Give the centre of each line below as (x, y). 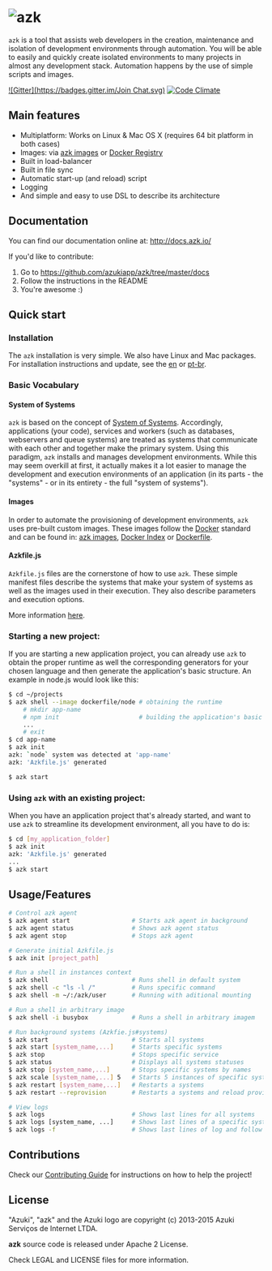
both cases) (40, 144)
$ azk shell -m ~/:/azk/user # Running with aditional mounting (130, 995)
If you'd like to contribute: (51, 256)
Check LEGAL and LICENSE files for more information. (98, 1260)
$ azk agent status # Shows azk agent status (114, 928)
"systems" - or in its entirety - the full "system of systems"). (108, 483)
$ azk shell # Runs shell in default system (125, 980)
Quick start (37, 315)
